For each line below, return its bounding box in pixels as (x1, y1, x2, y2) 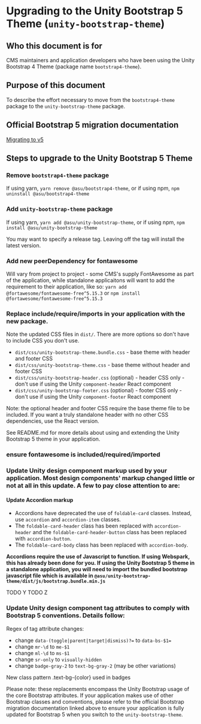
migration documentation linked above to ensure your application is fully (6, 704, 184, 711)
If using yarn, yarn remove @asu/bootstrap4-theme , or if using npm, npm (6, 184, 179, 192)
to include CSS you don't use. (6, 337, 80, 344)
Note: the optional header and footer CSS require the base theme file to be (6, 405, 190, 412)
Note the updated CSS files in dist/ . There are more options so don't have (6, 331, 190, 338)
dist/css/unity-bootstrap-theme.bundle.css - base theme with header (14, 349, 190, 356)
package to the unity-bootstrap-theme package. (6, 102, 126, 110)
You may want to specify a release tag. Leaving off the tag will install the (6, 235, 185, 243)
